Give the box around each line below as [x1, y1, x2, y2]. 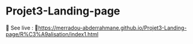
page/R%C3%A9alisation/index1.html [5, 30, 99, 37]
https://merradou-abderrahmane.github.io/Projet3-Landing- [38, 24, 187, 31]
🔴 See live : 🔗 [5, 24, 39, 31]
